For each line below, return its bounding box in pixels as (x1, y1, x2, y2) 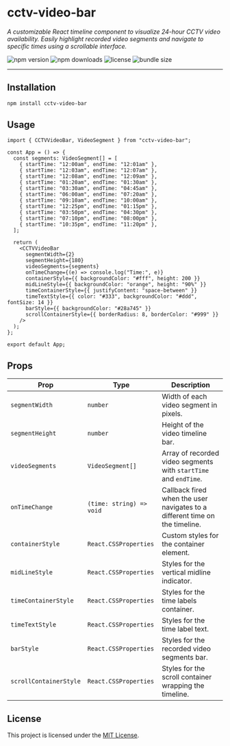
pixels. (162, 409, 183, 419)
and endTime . (162, 474, 203, 484)
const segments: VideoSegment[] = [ (13, 155, 118, 162)
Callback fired (162, 485, 207, 495)
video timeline (162, 429, 207, 439)
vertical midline (162, 568, 211, 577)
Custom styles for (162, 531, 219, 540)
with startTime (162, 465, 209, 475)
